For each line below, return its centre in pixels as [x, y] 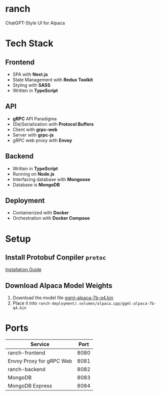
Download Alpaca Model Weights [59, 286]
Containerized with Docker [41, 213]
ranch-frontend [27, 353]
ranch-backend [27, 370]
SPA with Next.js [30, 74]
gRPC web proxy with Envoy [42, 140]
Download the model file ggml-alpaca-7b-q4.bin [63, 298]
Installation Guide [23, 270]
